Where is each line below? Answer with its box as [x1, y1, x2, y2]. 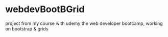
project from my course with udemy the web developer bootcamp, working [5, 20, 163, 26]
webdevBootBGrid [5, 4, 85, 15]
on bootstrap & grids [5, 25, 49, 31]
